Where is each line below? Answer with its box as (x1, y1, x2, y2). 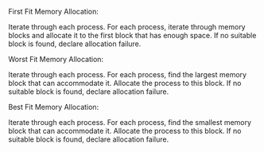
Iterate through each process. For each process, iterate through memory (8, 22, 246, 31)
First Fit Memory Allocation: (8, 7, 99, 16)
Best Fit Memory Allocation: (8, 103, 99, 111)
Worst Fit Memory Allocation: (8, 55, 104, 64)
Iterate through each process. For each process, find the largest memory (8, 70, 247, 79)
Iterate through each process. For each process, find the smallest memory (8, 118, 252, 127)
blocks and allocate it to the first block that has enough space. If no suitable (8, 31, 257, 40)
